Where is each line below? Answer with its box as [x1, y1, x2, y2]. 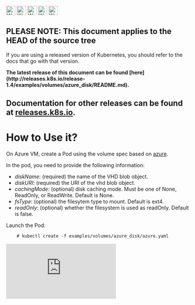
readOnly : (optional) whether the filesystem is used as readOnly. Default [14, 204, 189, 211]
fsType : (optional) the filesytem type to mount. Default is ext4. [14, 198, 164, 205]
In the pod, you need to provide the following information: [6, 162, 145, 169]
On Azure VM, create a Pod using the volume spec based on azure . [6, 150, 169, 158]
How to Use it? [6, 131, 78, 144]
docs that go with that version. [6, 57, 80, 65]
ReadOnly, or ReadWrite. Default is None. [14, 192, 114, 199]
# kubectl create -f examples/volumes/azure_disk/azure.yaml [16, 233, 169, 239]
